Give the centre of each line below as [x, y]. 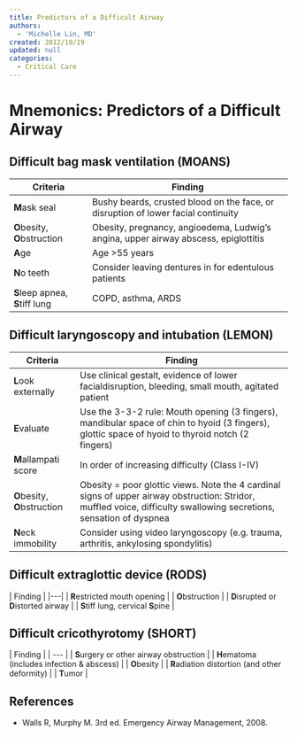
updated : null [35, 50]
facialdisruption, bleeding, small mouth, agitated [179, 386]
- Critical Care [47, 67]
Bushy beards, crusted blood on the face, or [183, 202]
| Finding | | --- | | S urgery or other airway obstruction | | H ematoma [133, 655]
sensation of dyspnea [124, 517]
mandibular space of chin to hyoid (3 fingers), [175, 423]
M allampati [37, 459]
